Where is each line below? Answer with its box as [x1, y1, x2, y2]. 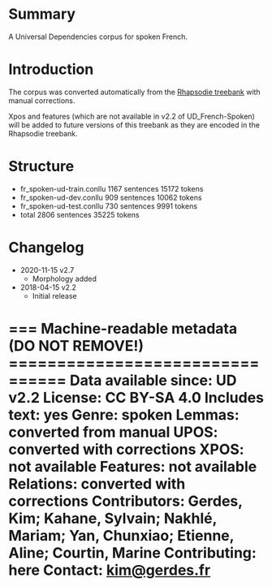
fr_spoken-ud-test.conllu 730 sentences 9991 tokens [19, 201, 197, 211]
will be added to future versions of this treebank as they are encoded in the [8, 119, 260, 130]
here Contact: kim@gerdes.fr [8, 561, 211, 579]
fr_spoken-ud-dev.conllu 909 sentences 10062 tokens [19, 192, 202, 202]
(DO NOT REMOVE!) [8, 336, 145, 355]
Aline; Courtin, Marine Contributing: [8, 543, 257, 562]
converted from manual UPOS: [8, 423, 218, 441]
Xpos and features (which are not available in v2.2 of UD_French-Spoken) [8, 111, 256, 121]
